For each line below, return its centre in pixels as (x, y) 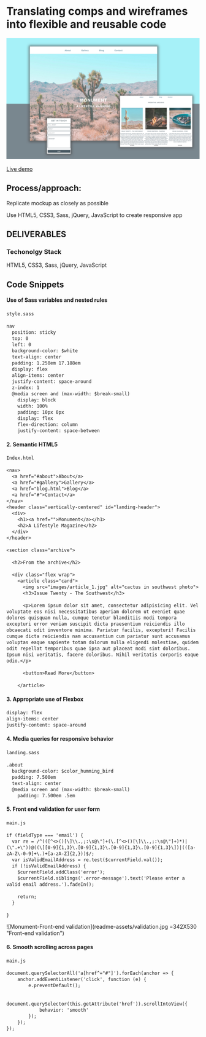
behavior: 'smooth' (64, 1010)
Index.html (20, 458)
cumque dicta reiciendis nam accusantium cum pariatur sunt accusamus (98, 637)
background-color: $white (45, 351)
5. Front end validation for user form (53, 809)
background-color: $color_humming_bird (63, 771)
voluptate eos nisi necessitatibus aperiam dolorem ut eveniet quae (96, 612)
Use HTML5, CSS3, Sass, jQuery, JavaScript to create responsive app (94, 215)
